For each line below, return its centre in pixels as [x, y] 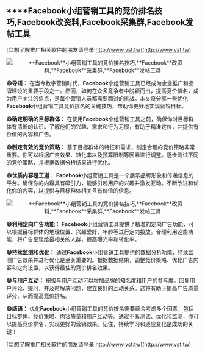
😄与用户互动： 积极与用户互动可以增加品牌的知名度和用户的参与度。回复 [98, 280]
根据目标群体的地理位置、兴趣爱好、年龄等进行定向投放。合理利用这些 [99, 232]
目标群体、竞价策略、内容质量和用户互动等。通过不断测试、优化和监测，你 [100, 316]
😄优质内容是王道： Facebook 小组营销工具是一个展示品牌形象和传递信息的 [100, 175]
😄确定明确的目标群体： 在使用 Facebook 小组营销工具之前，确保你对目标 [98, 119]
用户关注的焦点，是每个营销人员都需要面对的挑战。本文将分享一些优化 [99, 98]
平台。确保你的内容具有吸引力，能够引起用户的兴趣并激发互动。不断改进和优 [103, 183]
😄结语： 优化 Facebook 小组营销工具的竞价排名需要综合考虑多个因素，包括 [100, 308]
